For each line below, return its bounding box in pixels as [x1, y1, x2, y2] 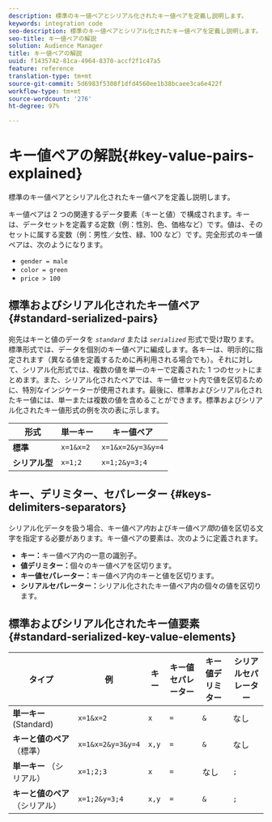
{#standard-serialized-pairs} [8, 312, 159, 326]
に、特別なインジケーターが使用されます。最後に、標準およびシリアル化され [8, 385, 263, 394]
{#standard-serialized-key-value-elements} [8, 630, 236, 644]
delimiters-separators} [8, 500, 127, 514]
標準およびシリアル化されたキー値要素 [8, 617, 200, 631]
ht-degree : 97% [8, 102, 60, 110]
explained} [8, 164, 83, 183]
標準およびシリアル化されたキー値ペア [8, 299, 200, 313]
